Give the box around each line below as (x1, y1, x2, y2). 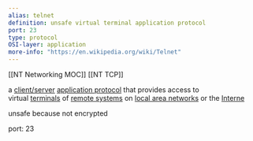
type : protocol (8, 33, 58, 42)
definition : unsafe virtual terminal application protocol (8, 19, 206, 27)
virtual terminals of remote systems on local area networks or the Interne (8, 94, 245, 102)
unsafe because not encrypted (8, 109, 108, 118)
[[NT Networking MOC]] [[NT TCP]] (8, 70, 124, 79)
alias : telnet (8, 11, 55, 20)
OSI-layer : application (8, 41, 87, 49)
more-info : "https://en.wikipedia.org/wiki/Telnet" (8, 48, 181, 56)
